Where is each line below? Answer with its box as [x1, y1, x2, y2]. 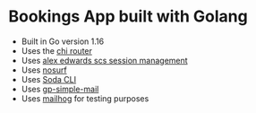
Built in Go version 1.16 [21, 36, 105, 47]
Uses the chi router [21, 45, 93, 56]
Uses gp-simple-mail [21, 83, 99, 94]
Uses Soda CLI [21, 74, 77, 84]
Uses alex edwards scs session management [21, 55, 189, 65]
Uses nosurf [21, 65, 68, 75]
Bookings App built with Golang [8, 6, 248, 27]
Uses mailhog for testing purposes [21, 92, 149, 104]
